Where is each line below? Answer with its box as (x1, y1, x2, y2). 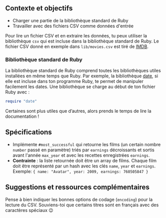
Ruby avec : (5, 89, 30, 95)
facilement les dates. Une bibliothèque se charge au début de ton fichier (5, 83, 155, 90)
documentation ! (5, 113, 39, 119)
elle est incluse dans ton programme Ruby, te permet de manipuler (5, 78, 144, 84)
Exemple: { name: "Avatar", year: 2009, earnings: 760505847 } (12, 168, 149, 174)
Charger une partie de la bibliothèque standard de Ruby (12, 17, 129, 23)
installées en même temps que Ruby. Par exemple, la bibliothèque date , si (5, 73, 158, 79)
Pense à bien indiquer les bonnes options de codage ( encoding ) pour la (5, 196, 153, 202)
